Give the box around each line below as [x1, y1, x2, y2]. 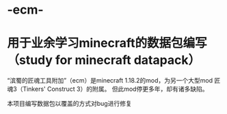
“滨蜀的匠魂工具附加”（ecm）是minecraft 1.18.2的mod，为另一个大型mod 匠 [7, 76, 221, 85]
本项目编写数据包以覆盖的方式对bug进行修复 [7, 100, 132, 108]
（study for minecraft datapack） [7, 53, 200, 68]
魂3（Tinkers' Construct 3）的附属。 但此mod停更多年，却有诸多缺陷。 [7, 85, 209, 94]
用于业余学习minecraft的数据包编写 [7, 35, 207, 51]
